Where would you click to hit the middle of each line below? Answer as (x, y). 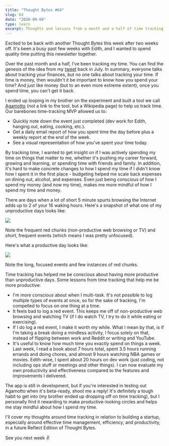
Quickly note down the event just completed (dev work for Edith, (79, 121)
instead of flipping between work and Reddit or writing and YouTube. (84, 338)
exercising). (25, 322)
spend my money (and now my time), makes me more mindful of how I (78, 185)
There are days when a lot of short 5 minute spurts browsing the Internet (81, 200)
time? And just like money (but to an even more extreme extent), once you (82, 85)
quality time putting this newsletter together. (51, 54)
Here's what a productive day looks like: (47, 245)
